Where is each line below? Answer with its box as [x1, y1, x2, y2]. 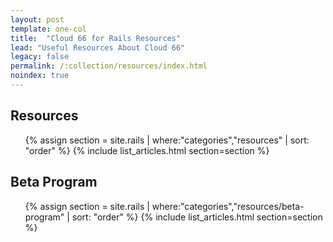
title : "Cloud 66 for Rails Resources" [10, 33, 182, 43]
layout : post [10, 14, 65, 25]
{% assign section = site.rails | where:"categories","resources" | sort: [24, 134, 310, 146]
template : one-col [10, 24, 87, 34]
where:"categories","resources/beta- [151, 200, 305, 212]
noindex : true [10, 71, 70, 81]
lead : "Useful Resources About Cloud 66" [10, 42, 186, 53]
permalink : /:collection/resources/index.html [10, 61, 208, 71]
